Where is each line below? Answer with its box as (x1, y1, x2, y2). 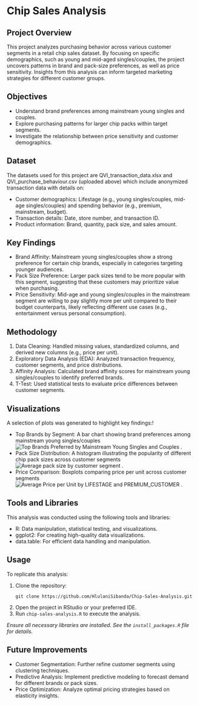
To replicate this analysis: (6, 570, 68, 577)
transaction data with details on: (6, 184, 85, 191)
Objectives (6, 92, 48, 102)
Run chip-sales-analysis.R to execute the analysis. (15, 610, 141, 617)
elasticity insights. (15, 692, 60, 699)
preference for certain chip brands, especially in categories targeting (15, 260, 183, 267)
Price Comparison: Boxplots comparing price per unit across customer (15, 468, 187, 476)
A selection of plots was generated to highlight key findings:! (6, 419, 154, 426)
